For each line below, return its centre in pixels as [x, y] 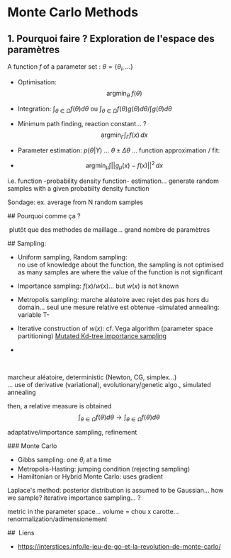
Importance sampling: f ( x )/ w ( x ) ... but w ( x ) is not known [98, 286]
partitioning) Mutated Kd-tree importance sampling [92, 336]
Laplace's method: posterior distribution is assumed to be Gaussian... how [115, 491]
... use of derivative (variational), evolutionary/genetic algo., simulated [109, 384]
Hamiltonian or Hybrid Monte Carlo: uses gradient [90, 476]
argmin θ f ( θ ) [124, 94]
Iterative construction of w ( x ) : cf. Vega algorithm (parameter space [115, 328]
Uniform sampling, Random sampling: [72, 257]
